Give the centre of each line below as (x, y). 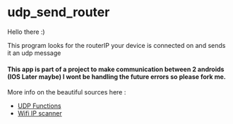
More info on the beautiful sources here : (67, 92)
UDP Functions (39, 106)
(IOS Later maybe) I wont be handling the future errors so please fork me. (116, 76)
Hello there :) (26, 32)
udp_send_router (59, 12)
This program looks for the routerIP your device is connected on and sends (116, 45)
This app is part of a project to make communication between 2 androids (116, 69)
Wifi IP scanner (40, 113)
